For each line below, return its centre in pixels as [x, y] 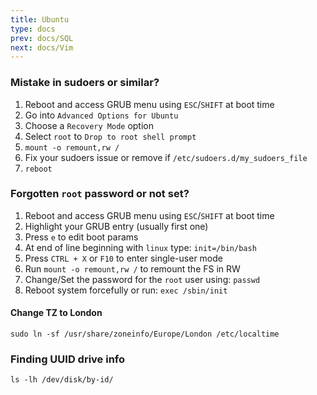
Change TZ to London [56, 313]
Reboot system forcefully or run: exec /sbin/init [126, 290]
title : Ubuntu [40, 19]
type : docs [33, 29]
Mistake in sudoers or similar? [85, 83]
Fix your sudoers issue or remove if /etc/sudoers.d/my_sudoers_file [166, 157]
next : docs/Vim [42, 47]
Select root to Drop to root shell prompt [110, 136]
